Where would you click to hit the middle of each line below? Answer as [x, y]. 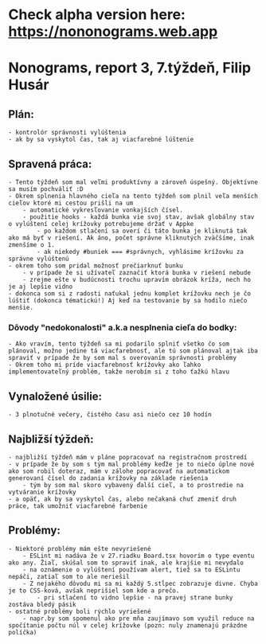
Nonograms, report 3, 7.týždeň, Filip [130, 68]
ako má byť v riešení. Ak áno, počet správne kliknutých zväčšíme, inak [131, 238]
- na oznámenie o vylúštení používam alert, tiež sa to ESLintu [131, 570]
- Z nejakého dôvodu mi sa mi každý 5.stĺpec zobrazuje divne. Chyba [141, 584]
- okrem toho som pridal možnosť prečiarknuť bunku [96, 266]
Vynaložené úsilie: [55, 396]
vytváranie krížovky [43, 492]
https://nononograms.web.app [113, 31]
